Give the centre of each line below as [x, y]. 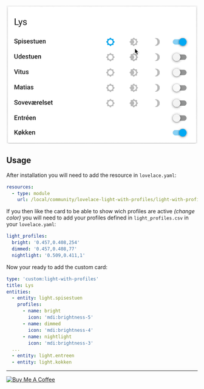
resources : [20, 187]
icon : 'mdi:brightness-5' [61, 318]
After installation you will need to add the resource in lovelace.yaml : [91, 175]
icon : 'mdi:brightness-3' [61, 343]
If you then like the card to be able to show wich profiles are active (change [101, 212]
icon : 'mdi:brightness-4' [61, 330]
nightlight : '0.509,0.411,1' [49, 255]
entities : [19, 292]
